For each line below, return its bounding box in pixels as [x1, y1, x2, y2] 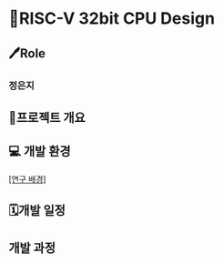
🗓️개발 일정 [8, 203, 66, 218]
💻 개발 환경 [8, 144, 71, 159]
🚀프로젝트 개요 [8, 109, 86, 126]
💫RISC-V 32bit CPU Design [8, 8, 216, 29]
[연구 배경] [8, 173, 46, 185]
